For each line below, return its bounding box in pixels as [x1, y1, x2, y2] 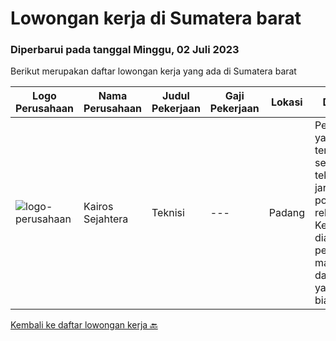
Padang [268, 206, 305, 220]
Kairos [83, 200, 114, 214]
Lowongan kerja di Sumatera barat [10, 7, 302, 30]
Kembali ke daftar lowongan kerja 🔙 [10, 319, 158, 331]
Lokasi [270, 95, 303, 109]
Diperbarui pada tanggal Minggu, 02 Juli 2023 [10, 43, 240, 57]
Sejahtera [83, 212, 129, 226]
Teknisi [151, 206, 185, 220]
